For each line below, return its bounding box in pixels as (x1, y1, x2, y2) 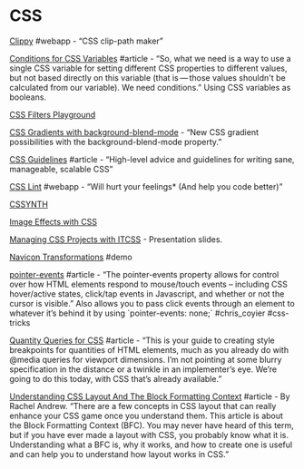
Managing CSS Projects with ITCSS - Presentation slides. (9, 233, 223, 245)
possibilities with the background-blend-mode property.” (9, 136, 222, 147)
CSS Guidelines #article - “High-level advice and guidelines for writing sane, (9, 153, 295, 164)
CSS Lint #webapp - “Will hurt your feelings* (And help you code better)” (9, 181, 283, 191)
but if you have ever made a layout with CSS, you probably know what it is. (9, 429, 289, 440)
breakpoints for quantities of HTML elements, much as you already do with (9, 344, 289, 355)
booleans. (9, 92, 47, 103)
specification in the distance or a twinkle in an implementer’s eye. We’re (9, 364, 278, 375)
